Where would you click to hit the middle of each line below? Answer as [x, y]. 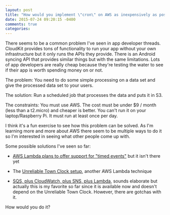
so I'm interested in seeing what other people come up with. [68, 136]
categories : [18, 29]
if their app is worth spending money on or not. [54, 70]
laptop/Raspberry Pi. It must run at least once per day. [61, 116]
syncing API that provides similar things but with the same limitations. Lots [83, 59]
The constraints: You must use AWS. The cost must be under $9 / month [81, 105]
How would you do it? [28, 207]
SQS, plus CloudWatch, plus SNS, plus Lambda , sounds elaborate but [85, 181]
